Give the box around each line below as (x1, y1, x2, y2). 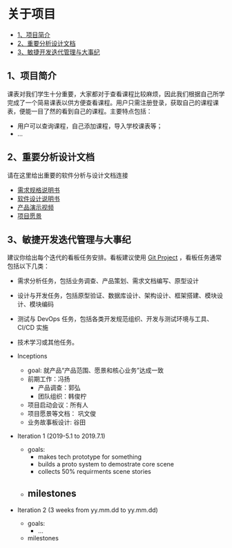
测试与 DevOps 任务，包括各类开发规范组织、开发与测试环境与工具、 (17, 315, 213, 323)
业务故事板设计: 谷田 (27, 418, 86, 426)
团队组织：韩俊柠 (37, 392, 87, 401)
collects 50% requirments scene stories (37, 468, 152, 476)
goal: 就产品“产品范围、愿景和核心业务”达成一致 (27, 366, 164, 374)
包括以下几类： (7, 262, 50, 271)
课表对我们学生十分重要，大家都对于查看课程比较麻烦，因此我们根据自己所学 (7, 89, 225, 98)
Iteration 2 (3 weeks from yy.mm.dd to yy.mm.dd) (17, 506, 159, 514)
